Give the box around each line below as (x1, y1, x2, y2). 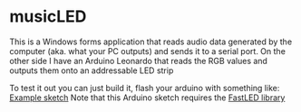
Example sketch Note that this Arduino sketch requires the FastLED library (9, 92, 286, 103)
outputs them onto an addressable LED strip (9, 65, 174, 76)
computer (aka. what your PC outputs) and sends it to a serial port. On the (9, 45, 286, 56)
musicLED (9, 6, 87, 27)
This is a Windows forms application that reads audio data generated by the (9, 36, 293, 47)
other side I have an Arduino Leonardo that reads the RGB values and (9, 55, 267, 66)
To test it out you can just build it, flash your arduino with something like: (9, 82, 280, 93)
